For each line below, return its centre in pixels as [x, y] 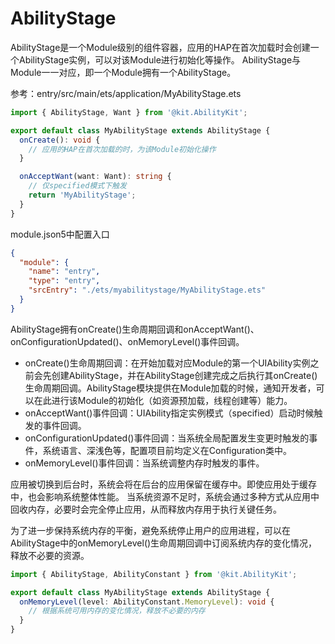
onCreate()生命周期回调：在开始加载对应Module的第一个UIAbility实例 [167, 363]
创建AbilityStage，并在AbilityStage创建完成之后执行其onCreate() [184, 375]
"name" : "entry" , [64, 272]
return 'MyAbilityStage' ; [82, 195]
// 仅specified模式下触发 [77, 186]
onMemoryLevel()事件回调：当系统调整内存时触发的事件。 [144, 463]
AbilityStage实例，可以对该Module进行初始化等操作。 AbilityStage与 [160, 59]
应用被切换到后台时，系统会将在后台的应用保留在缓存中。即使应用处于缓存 [163, 484]
